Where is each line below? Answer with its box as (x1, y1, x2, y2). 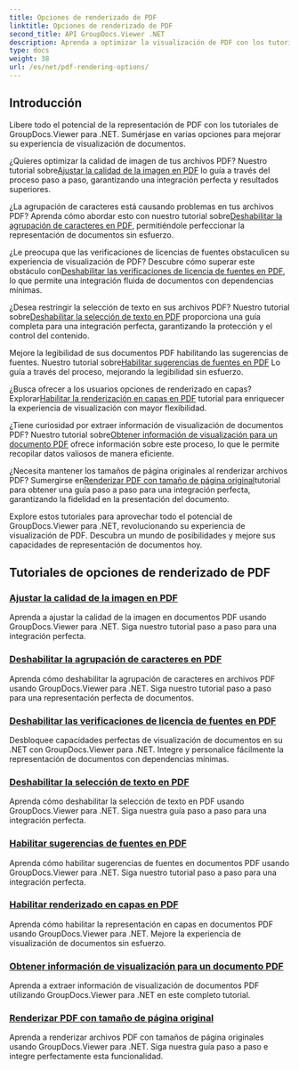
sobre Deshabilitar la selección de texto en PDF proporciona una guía (9, 311, 261, 321)
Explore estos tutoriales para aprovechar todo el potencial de (9, 511, 233, 522)
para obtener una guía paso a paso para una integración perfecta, (9, 484, 251, 495)
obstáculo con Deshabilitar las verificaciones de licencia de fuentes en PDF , (9, 265, 286, 276)
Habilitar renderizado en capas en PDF (9, 898, 179, 911)
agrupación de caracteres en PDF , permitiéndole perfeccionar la (9, 220, 245, 231)
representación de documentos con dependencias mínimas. (9, 753, 230, 764)
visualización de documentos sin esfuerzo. (9, 937, 166, 948)
